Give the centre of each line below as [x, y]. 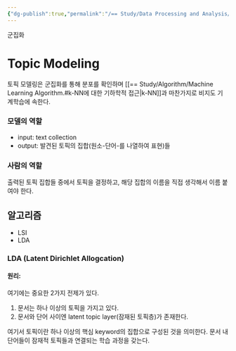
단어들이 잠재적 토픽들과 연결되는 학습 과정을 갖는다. [78, 340]
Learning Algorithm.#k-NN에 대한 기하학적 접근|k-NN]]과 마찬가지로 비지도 [112, 93]
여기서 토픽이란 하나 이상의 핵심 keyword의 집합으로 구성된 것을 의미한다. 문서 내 [118, 332]
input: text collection [47, 137]
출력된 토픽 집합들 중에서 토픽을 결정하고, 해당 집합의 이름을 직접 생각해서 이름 [114, 182]
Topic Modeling [53, 63]
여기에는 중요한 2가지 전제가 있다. [53, 293]
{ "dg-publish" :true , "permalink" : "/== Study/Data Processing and [103, 14]
